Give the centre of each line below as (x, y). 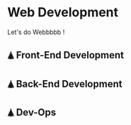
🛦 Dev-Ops (32, 113)
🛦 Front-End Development (66, 55)
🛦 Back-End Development (65, 83)
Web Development (63, 12)
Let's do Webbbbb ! (36, 32)
